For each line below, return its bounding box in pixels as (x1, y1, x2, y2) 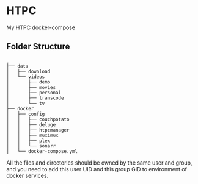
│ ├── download (6, 68, 51, 74)
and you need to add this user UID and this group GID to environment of (6, 165, 188, 172)
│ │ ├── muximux (6, 132, 59, 138)
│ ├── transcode (6, 95, 64, 101)
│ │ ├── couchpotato (6, 116, 70, 122)
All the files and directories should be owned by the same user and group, (6, 159, 193, 166)
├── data (6, 63, 29, 69)
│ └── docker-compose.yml (6, 148, 78, 154)
